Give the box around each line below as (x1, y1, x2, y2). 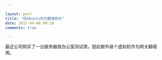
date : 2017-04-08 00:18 (5, 21, 54, 26)
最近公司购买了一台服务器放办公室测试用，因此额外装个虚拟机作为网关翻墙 (5, 44, 157, 50)
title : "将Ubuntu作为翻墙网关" (5, 16, 64, 21)
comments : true (5, 25, 37, 30)
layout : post (5, 11, 32, 16)
